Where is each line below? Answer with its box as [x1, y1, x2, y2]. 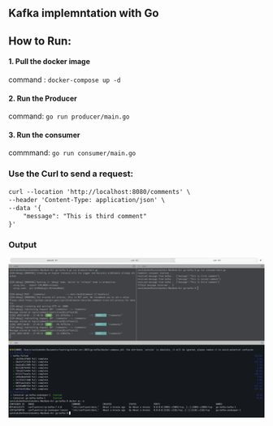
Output [8, 239, 37, 250]
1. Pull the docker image [8, 57, 91, 67]
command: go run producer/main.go [8, 111, 130, 121]
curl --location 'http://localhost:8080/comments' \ [8, 187, 191, 196]
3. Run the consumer [8, 130, 80, 140]
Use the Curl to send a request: [8, 168, 134, 179]
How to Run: [8, 34, 71, 48]
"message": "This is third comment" [23, 212, 148, 220]
